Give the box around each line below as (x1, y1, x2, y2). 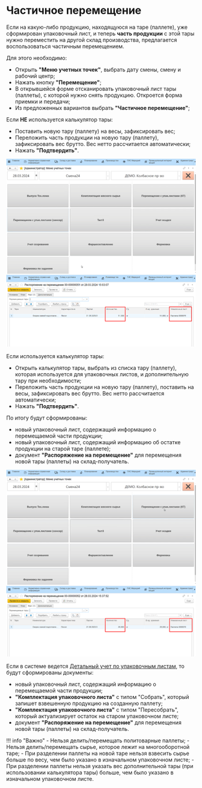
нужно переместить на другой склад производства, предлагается (6, 36, 177, 43)
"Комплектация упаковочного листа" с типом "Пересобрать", (14, 706, 179, 713)
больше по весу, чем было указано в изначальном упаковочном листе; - (6, 756, 194, 763)
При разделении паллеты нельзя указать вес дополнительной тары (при (6, 762, 194, 769)
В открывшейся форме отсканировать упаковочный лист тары (14, 85, 177, 92)
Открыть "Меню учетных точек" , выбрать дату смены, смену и (14, 66, 182, 73)
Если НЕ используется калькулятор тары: (6, 115, 113, 123)
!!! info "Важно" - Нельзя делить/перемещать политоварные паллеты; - (6, 737, 190, 744)
